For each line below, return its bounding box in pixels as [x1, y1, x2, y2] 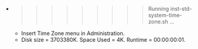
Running [148, 5, 169, 12]
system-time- [148, 11, 182, 19]
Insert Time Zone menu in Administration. [21, 30, 125, 37]
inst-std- [169, 5, 193, 12]
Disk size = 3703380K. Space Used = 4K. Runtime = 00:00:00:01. [21, 36, 186, 43]
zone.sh [148, 18, 169, 25]
